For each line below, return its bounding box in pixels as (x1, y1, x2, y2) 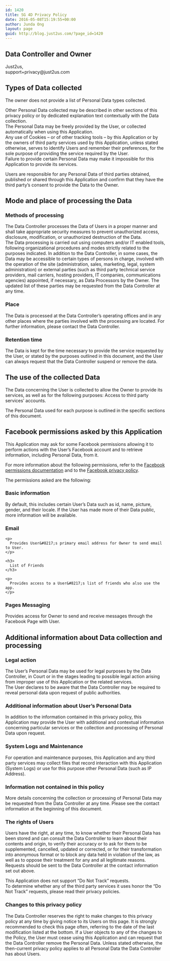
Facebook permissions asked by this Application (5, 428, 162, 436)
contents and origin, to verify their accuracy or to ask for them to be (5, 841, 147, 847)
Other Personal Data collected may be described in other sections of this (5, 107, 157, 113)
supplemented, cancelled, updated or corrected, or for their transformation (5, 846, 162, 853)
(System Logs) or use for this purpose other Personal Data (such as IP (5, 765, 152, 771)
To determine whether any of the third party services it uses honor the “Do (5, 883, 161, 889)
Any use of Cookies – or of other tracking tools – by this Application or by (5, 134, 158, 140)
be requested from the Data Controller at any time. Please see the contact (5, 800, 160, 806)
